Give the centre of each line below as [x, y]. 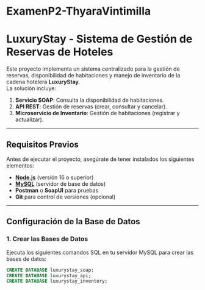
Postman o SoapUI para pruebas [57, 190]
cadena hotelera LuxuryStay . [43, 82]
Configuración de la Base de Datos [73, 221]
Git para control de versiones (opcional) [65, 197]
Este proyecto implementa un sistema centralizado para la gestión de [93, 69]
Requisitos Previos [43, 144]
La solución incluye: [31, 88]
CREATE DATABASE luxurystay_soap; [50, 270]
